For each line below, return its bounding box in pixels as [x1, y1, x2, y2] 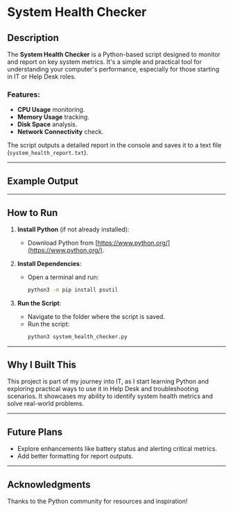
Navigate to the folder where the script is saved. [27, 312, 165, 320]
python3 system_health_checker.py [27, 333, 128, 340]
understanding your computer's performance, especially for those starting [7, 65, 220, 73]
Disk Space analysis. [17, 120, 78, 129]
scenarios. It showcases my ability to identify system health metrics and [7, 392, 213, 400]
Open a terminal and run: [27, 272, 99, 281]
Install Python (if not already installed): [17, 225, 130, 233]
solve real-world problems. [7, 399, 85, 408]
